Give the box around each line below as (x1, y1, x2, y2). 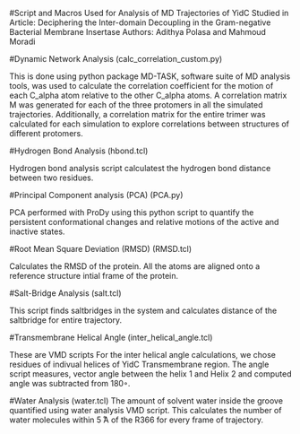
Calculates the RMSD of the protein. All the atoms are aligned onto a (9, 261, 261, 272)
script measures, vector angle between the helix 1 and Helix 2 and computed (9, 369, 292, 379)
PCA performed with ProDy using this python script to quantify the (9, 207, 254, 218)
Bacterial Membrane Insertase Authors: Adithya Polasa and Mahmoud (9, 27, 267, 37)
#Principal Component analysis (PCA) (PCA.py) (9, 190, 184, 200)
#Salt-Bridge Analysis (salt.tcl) (9, 288, 122, 299)
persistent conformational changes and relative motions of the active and (9, 217, 279, 227)
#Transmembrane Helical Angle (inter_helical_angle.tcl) (9, 332, 213, 343)
